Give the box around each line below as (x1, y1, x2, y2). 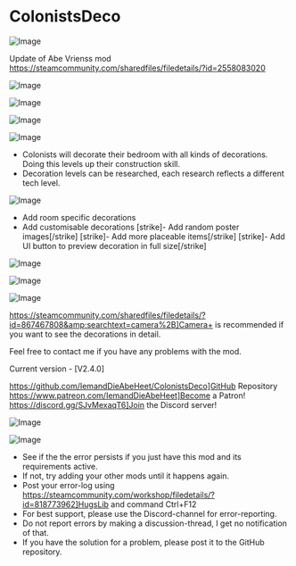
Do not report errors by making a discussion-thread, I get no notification (21, 518, 288, 529)
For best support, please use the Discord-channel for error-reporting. (21, 508, 277, 519)
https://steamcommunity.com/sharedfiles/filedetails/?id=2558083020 (9, 62, 266, 73)
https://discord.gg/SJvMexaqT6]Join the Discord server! (9, 399, 218, 410)
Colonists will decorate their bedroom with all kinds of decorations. (21, 149, 268, 160)
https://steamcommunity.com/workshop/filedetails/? (21, 489, 216, 500)
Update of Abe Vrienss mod (9, 53, 111, 63)
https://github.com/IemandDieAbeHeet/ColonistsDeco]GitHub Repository (9, 380, 278, 391)
